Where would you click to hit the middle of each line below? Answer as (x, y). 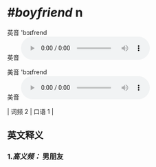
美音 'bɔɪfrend (27, 72)
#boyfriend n (45, 13)
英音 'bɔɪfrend (27, 32)
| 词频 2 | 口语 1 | (30, 111)
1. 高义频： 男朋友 (35, 157)
